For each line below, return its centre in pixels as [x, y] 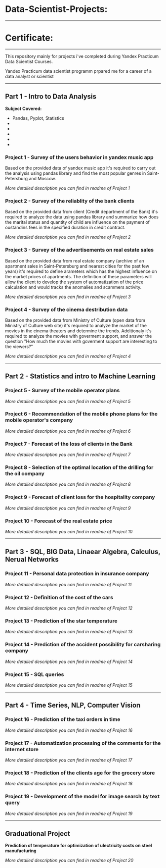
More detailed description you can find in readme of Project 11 [68, 584]
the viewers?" [19, 346]
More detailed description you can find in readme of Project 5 [68, 401]
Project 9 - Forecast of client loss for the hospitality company [80, 497]
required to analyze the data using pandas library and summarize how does [82, 217]
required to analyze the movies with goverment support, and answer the [79, 336]
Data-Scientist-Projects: [56, 9]
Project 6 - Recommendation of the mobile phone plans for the [82, 414]
